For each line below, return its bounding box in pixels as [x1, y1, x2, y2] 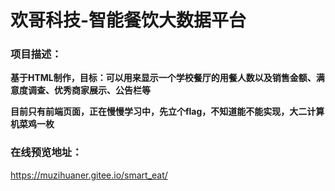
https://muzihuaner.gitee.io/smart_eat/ [10, 169, 168, 181]
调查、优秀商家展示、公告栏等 [27, 84, 151, 96]
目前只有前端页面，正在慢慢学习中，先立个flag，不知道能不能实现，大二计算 [10, 106, 325, 118]
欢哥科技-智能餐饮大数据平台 [10, 9, 247, 32]
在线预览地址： [10, 146, 83, 160]
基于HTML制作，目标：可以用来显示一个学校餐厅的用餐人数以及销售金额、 [10, 72, 317, 84]
